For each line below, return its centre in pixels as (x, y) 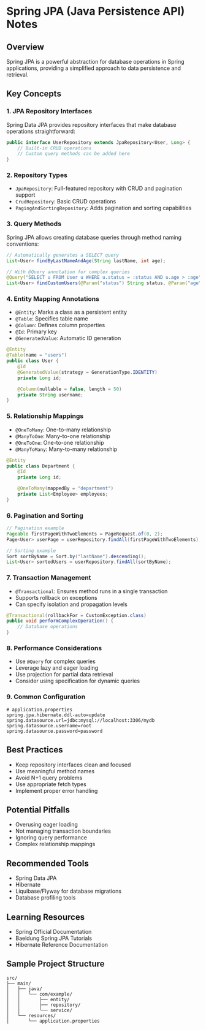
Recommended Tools (48, 863)
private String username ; (51, 395)
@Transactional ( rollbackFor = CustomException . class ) (77, 615)
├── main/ (19, 983)
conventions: (23, 244)
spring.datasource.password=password (55, 731)
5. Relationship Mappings (45, 416)
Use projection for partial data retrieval (64, 675)
